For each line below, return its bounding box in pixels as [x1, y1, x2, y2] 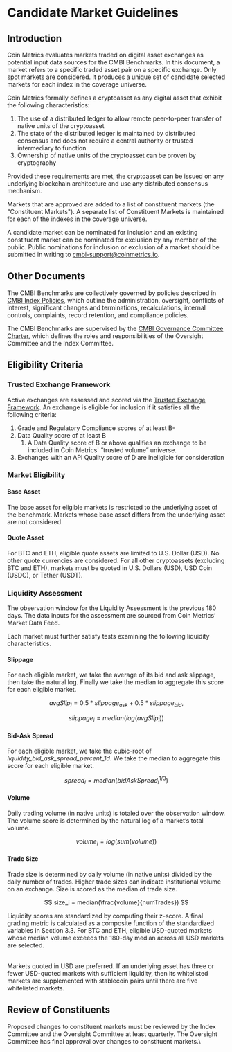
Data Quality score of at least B [17, 431, 106, 439]
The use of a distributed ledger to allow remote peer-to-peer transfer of [17, 114, 222, 123]
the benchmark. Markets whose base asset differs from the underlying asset [7, 510, 226, 519]
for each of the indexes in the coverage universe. [7, 215, 148, 223]
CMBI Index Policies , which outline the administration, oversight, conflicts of [7, 296, 224, 304]
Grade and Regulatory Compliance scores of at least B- [17, 424, 175, 432]
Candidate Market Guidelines [7, 5, 179, 21]
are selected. [7, 940, 45, 950]
